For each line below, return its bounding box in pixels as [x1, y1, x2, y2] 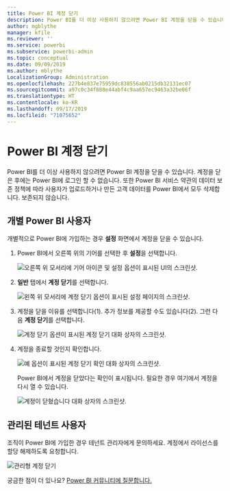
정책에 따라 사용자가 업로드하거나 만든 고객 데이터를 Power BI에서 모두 [14, 184, 202, 192]
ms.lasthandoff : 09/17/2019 [7, 105, 88, 112]
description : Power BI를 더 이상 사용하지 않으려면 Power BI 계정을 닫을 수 [7, 16, 205, 23]
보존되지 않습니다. [21, 193, 70, 201]
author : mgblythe [7, 23, 57, 29]
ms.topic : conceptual [7, 55, 69, 62]
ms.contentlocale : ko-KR [7, 99, 78, 106]
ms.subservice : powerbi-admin [7, 49, 94, 55]
